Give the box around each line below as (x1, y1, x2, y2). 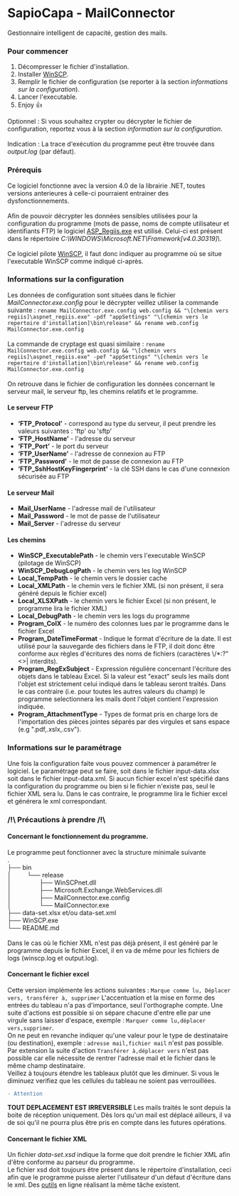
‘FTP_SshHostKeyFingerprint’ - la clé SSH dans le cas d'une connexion (17, 464, 230, 474)
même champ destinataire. (7, 1062, 86, 1070)
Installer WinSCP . (17, 70, 69, 79)
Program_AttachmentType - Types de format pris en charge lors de (17, 710, 218, 719)
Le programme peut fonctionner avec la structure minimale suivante (7, 848, 206, 856)
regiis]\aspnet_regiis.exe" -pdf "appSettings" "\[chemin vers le (7, 313, 208, 321)
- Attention (7, 1090, 43, 1098)
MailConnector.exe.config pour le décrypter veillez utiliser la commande (7, 298, 219, 306)
